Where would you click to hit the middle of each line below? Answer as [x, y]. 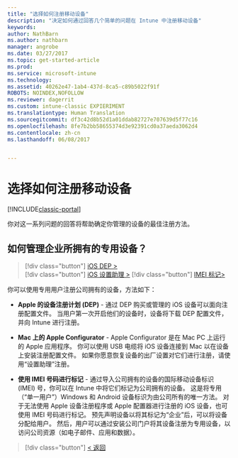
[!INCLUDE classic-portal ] [44, 209]
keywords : [22, 27]
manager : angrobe [33, 47]
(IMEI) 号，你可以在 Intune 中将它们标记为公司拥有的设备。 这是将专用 [119, 388]
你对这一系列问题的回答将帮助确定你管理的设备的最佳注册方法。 [100, 224]
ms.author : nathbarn [38, 40]
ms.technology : [30, 80]
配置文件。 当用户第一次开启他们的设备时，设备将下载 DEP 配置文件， [126, 313]
